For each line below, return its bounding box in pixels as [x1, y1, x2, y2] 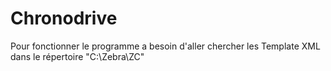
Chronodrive [10, 7, 118, 30]
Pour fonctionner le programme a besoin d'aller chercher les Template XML [10, 40, 321, 52]
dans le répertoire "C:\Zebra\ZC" [10, 50, 145, 62]
